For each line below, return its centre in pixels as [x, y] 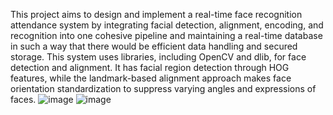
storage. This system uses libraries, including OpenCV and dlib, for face [158, 57]
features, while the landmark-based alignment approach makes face [151, 78]
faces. [23, 99]
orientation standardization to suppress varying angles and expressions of [163, 88]
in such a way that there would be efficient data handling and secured [154, 46]
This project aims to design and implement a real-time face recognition [156, 14]
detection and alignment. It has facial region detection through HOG [150, 67]
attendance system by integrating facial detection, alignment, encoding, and [167, 25]
